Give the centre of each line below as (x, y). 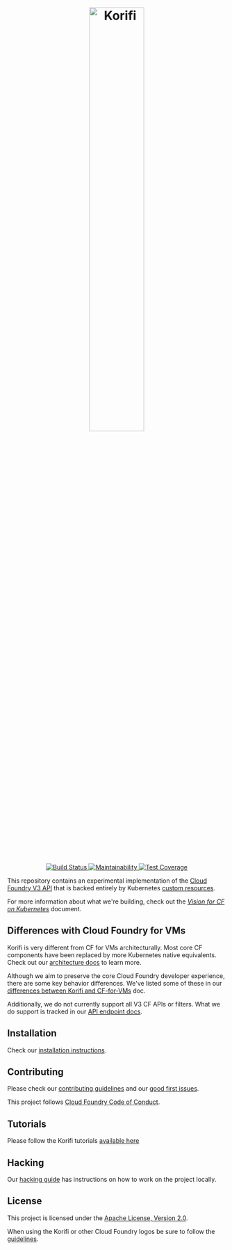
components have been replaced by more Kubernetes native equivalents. (112, 955)
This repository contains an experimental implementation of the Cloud (107, 881)
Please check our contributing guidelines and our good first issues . (103, 1089)
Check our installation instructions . (57, 1050)
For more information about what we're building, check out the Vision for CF (116, 902)
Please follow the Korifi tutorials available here (73, 1141)
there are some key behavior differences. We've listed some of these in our (115, 983)
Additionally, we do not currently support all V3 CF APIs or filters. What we (114, 1004)
